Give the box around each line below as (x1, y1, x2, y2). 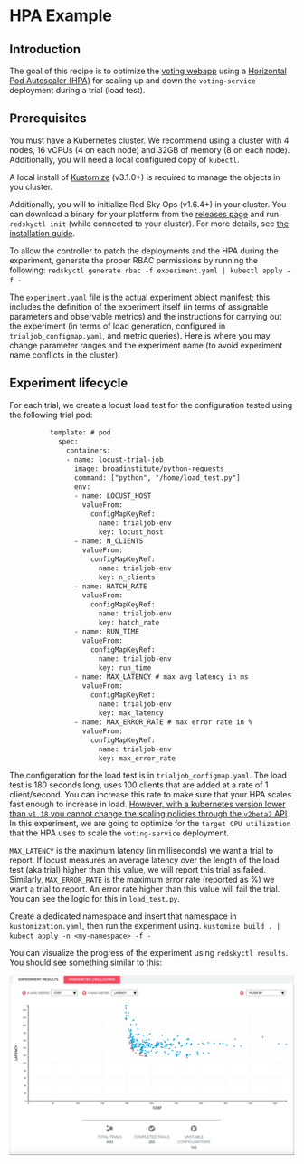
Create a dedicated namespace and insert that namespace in (9, 911, 237, 921)
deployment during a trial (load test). (9, 85, 146, 95)
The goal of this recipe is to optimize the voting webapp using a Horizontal (9, 65, 287, 76)
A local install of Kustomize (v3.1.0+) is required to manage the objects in (9, 171, 280, 182)
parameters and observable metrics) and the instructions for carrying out (9, 310, 282, 321)
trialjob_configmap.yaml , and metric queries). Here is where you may (9, 329, 271, 340)
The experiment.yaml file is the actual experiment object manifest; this (9, 291, 271, 302)
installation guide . (9, 227, 75, 238)
